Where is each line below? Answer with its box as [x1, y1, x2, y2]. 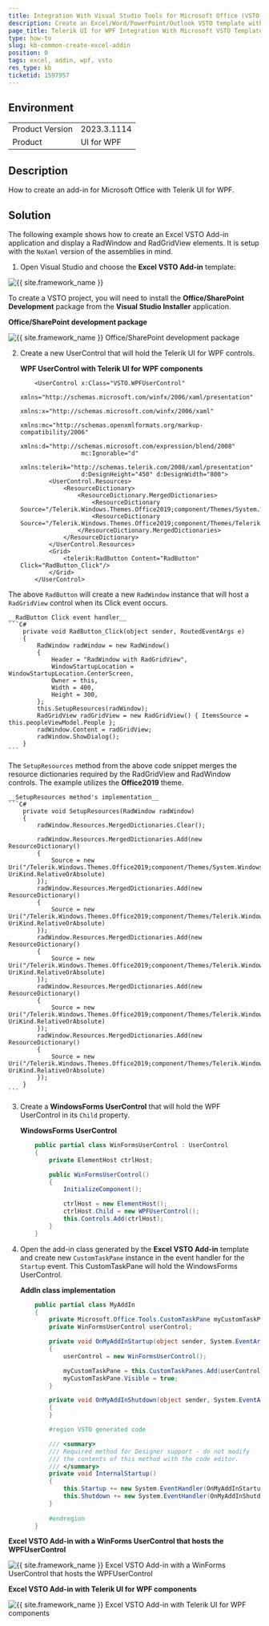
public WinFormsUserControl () [49, 1170, 150, 1178]
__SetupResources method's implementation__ [8, 794, 159, 802]
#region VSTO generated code [49, 1426, 147, 1434]
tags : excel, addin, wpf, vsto [8, 57, 113, 65]
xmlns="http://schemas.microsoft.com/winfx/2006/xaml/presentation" [19, 393, 254, 401]
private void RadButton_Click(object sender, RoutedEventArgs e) [22, 628, 246, 636]
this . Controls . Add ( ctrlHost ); [62, 1215, 164, 1223]
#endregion [49, 1515, 86, 1523]
